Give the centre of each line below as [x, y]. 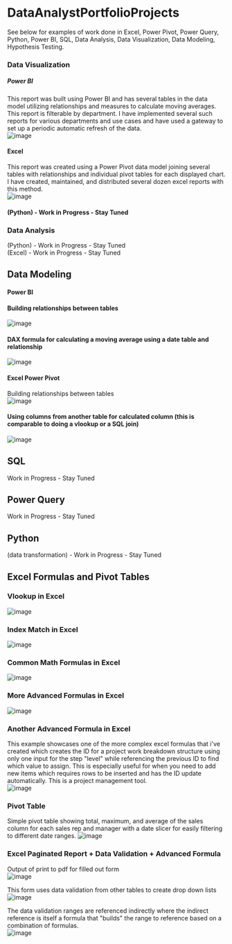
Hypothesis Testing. [36, 46]
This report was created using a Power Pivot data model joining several [109, 167]
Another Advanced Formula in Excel [69, 728]
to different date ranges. [42, 836]
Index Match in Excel [43, 629]
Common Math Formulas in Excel [64, 662]
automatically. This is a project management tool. [77, 781]
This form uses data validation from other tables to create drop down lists [112, 890]
